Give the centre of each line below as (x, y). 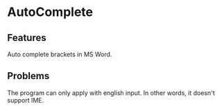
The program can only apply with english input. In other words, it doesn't (111, 93)
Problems (28, 76)
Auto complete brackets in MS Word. (60, 54)
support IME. (26, 100)
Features (27, 38)
